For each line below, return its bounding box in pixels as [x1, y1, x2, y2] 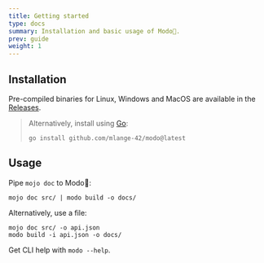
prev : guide [8, 34, 49, 43]
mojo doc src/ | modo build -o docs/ [8, 193, 137, 202]
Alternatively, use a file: [8, 208, 87, 217]
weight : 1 [8, 42, 42, 50]
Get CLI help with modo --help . [8, 245, 111, 255]
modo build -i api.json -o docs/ [8, 230, 122, 239]
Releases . [8, 103, 42, 112]
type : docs [8, 20, 46, 28]
